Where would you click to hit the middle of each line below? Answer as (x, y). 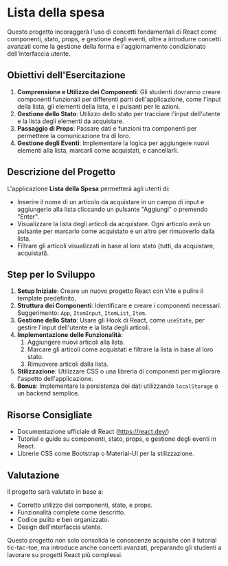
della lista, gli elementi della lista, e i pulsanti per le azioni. (99, 106)
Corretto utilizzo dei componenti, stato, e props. (85, 505)
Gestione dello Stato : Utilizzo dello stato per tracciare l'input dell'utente (119, 113)
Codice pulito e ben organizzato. (63, 520)
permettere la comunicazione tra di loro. (74, 135)
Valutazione (33, 475)
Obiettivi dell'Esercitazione (66, 75)
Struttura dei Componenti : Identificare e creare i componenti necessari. (119, 306)
